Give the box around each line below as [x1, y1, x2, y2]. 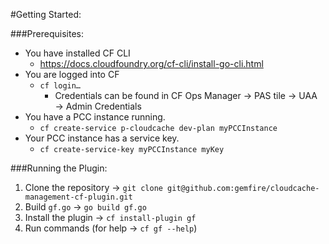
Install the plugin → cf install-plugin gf [24, 212, 197, 223]
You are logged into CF [24, 69, 120, 80]
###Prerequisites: [10, 28, 84, 39]
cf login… [39, 81, 82, 91]
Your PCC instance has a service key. [24, 132, 180, 144]
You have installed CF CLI [24, 47, 131, 59]
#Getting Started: [10, 9, 82, 20]
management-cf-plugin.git [24, 192, 133, 202]
